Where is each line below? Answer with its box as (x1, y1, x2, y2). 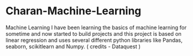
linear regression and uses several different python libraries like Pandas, (5, 36, 183, 43)
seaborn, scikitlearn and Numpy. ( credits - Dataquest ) (5, 43, 141, 50)
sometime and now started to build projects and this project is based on (5, 30, 182, 37)
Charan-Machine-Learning (5, 4, 142, 18)
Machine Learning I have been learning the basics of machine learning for (5, 24, 187, 31)
